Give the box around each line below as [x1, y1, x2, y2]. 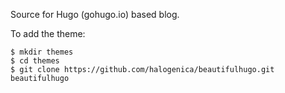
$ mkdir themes [10, 47, 74, 57]
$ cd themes [10, 56, 60, 66]
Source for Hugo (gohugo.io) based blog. [10, 9, 180, 20]
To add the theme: [10, 28, 86, 39]
